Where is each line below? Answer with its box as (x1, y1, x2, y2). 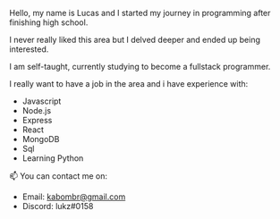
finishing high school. (9, 17, 89, 28)
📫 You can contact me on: (9, 171, 108, 181)
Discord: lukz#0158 (21, 201, 94, 211)
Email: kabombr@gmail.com (21, 191, 126, 202)
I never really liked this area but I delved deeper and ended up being (9, 35, 261, 45)
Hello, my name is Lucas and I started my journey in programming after (9, 8, 271, 18)
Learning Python (21, 153, 84, 164)
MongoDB (21, 134, 60, 144)
